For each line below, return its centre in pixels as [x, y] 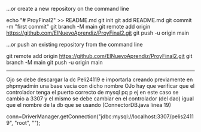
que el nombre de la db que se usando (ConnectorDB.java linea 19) [89, 105]
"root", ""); [28, 123]
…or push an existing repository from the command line [74, 44]
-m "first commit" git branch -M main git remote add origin [78, 27]
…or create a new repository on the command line [68, 9]
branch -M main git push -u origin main [54, 62]
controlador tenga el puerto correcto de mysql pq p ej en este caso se [92, 92]
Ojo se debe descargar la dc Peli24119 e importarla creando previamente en [100, 79]
